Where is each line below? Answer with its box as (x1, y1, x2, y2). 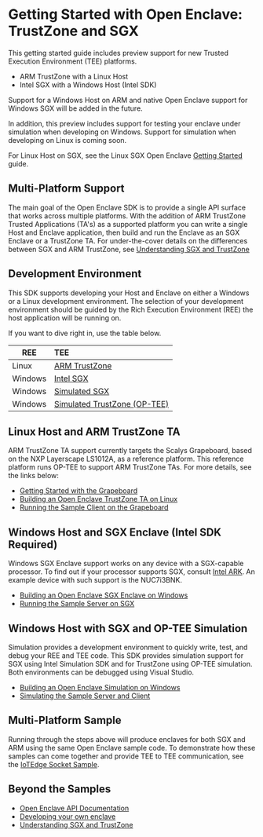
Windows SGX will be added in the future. (8, 104, 143, 113)
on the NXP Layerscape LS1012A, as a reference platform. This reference (8, 454, 244, 464)
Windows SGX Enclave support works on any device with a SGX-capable (8, 559, 244, 568)
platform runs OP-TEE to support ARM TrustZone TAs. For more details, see (8, 462, 252, 472)
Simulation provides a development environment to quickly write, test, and (8, 642, 248, 652)
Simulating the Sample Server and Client (19, 691, 151, 700)
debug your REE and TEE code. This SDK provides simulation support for (8, 651, 244, 660)
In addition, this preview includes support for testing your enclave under (8, 119, 241, 128)
